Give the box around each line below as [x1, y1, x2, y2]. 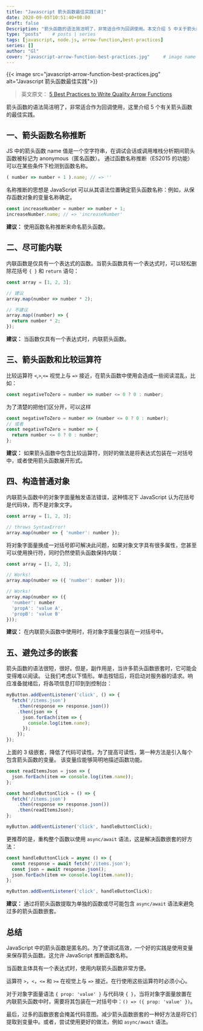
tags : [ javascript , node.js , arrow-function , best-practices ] [6, 37, 164, 43]
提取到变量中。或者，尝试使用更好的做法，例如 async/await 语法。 [6, 1018, 172, 1025]
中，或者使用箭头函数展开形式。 [6, 457, 86, 464]
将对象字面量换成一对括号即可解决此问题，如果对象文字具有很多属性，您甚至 [6, 541, 197, 549]
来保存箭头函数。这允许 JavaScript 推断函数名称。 [6, 952, 132, 958]
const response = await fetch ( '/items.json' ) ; [11, 861, 131, 867]
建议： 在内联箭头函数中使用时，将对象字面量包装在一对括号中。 [6, 628, 167, 635]
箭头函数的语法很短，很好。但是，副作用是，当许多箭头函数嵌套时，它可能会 [6, 665, 197, 672]
